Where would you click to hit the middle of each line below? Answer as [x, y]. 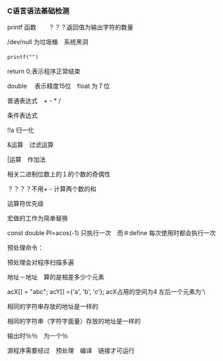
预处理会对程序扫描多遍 [41, 262]
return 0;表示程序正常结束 [44, 71]
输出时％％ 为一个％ [37, 336]
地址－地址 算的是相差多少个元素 [56, 277]
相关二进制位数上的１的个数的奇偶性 [59, 174]
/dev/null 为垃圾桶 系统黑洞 [48, 42]
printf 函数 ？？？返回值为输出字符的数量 [70, 27]
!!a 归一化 [21, 130]
